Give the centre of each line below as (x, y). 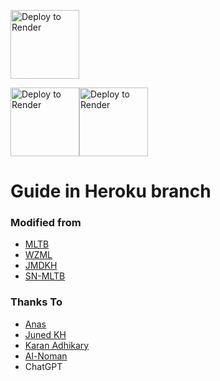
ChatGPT (43, 366)
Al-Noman (46, 356)
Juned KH (45, 334)
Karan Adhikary (57, 345)
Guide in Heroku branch (111, 191)
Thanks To (36, 302)
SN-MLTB (45, 276)
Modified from (46, 223)
